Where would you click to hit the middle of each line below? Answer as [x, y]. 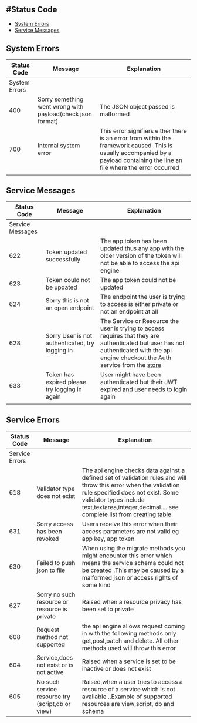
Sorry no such [56, 594]
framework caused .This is [136, 145]
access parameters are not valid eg [130, 532]
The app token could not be [138, 280]
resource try [53, 697]
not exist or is [55, 665]
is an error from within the [135, 138]
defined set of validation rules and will [134, 478]
